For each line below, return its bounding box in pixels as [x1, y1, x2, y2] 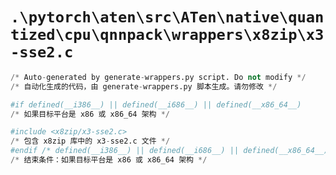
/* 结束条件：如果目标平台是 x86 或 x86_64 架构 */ [10, 155, 208, 165]
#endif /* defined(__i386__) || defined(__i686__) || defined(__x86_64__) [10, 146, 329, 156]
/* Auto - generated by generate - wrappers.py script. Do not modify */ [10, 72, 307, 82]
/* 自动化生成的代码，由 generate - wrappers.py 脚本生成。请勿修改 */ [10, 81, 278, 92]
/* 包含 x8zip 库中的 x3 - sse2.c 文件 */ [10, 136, 171, 147]
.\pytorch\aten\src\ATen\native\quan [10, 8, 325, 27]
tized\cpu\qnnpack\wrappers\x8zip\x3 [10, 26, 325, 45]
